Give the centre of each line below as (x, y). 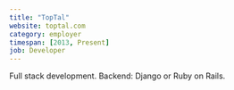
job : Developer (38, 51)
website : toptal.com (48, 26)
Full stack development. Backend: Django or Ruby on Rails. (117, 76)
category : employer (46, 34)
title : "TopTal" (39, 17)
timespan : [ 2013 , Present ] (59, 42)
